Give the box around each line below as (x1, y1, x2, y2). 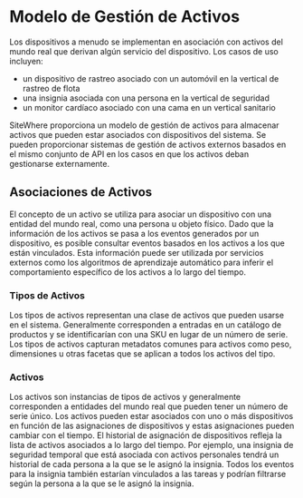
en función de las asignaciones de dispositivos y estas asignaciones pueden (9, 420, 295, 432)
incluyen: (9, 55, 43, 66)
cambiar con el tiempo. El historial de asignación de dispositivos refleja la (9, 430, 282, 441)
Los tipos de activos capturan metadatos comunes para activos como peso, (9, 338, 292, 350)
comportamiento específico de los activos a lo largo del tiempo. (9, 266, 247, 278)
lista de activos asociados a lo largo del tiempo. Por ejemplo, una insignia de (9, 440, 294, 451)
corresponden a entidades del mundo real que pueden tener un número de (9, 401, 289, 412)
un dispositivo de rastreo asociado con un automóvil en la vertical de (22, 73, 279, 83)
